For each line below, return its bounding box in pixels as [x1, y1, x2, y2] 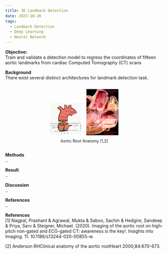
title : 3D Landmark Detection [5, 8, 69, 13]
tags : [5, 19, 17, 24]
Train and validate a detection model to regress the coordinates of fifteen [5, 54, 156, 60]
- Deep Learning [10, 29, 44, 35]
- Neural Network [10, 35, 46, 40]
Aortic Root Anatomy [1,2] [60, 139, 108, 144]
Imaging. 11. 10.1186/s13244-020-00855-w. [5, 233, 94, 239]
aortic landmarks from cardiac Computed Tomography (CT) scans [5, 60, 142, 65]
